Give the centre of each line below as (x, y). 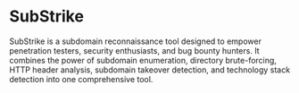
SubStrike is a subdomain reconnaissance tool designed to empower (135, 41)
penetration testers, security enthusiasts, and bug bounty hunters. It (135, 50)
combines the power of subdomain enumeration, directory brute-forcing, (143, 60)
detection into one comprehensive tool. (81, 79)
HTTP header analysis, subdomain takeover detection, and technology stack (150, 70)
